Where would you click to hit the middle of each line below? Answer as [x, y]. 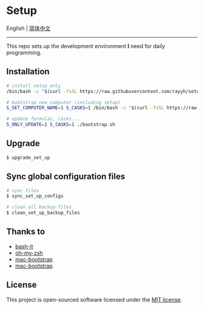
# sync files [23, 190]
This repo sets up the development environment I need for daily [86, 46]
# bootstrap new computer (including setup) [63, 102]
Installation [28, 71]
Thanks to [26, 232]
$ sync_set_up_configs [35, 196]
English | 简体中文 [29, 28]
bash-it [24, 246]
